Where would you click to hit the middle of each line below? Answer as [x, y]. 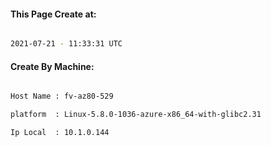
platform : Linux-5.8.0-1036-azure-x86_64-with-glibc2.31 [136, 115]
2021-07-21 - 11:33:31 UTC [66, 44]
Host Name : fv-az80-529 [62, 96]
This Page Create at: [53, 14]
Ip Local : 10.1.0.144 [60, 133]
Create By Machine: [52, 66]
